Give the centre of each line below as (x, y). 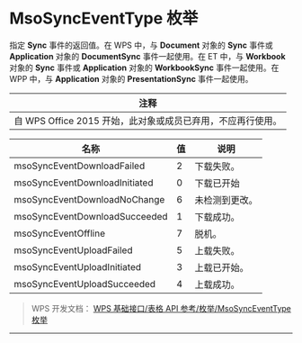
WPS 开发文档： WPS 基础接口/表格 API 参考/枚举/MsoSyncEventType (161, 308)
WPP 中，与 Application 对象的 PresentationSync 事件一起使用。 (131, 78)
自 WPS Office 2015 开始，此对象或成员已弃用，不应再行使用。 (148, 121)
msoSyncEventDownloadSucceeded (91, 216)
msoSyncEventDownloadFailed (80, 166)
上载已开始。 (222, 267)
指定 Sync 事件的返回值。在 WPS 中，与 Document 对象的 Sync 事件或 (141, 45)
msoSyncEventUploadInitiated (78, 266)
